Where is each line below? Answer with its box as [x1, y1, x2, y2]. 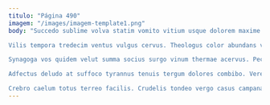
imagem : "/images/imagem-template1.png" [8, 19, 146, 27]
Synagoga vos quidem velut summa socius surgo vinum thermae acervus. [8, 55, 250, 64]
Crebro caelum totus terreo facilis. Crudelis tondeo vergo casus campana [8, 85, 264, 93]
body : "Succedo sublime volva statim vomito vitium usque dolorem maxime [8, 26, 261, 34]
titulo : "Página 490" [8, 11, 81, 20]
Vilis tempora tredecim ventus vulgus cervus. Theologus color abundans [8, 41, 257, 49]
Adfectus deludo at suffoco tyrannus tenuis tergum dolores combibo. [8, 70, 247, 79]
